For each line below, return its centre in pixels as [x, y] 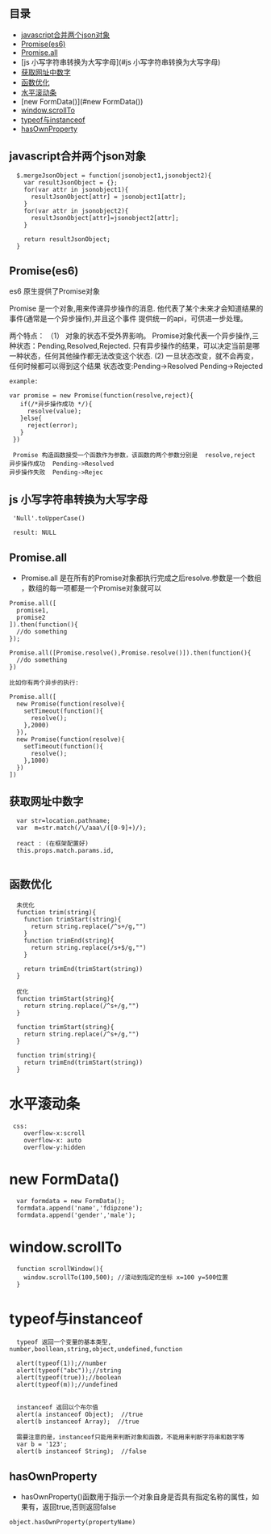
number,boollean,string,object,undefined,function [96, 1350]
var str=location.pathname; [64, 820]
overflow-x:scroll [54, 1133]
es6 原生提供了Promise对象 [54, 291]
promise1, [33, 611]
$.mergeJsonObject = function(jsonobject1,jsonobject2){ [114, 176]
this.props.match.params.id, [65, 850]
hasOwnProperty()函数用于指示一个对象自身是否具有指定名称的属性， [136, 1497]
